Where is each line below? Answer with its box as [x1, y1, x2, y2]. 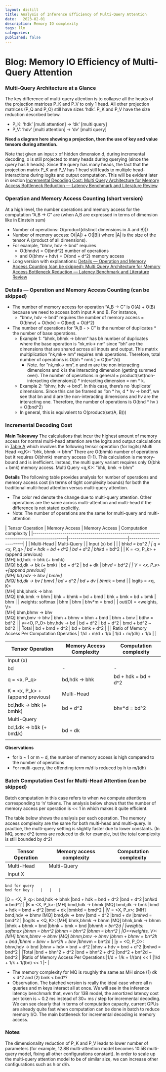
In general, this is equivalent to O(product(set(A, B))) [19, 409, 127, 415]
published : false [5, 35, 41, 40]
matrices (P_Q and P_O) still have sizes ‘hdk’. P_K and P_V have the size [5, 106, 151, 112]
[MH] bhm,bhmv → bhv [5, 609, 53, 615]
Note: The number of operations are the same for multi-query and [12, 510, 147, 516]
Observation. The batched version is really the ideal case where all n [12, 980, 152, 986]
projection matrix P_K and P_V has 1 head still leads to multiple [5, 167, 132, 173]
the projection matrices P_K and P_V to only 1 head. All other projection [5, 101, 150, 107]
